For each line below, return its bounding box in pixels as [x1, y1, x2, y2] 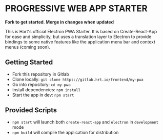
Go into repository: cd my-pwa [12, 81, 71, 87]
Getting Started [5, 58, 53, 66]
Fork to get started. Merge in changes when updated [5, 19, 114, 25]
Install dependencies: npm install [12, 86, 81, 93]
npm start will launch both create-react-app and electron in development [12, 119, 159, 125]
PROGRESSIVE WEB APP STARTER [5, 3, 148, 14]
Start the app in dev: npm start [12, 92, 74, 98]
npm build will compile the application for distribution [12, 129, 119, 135]
